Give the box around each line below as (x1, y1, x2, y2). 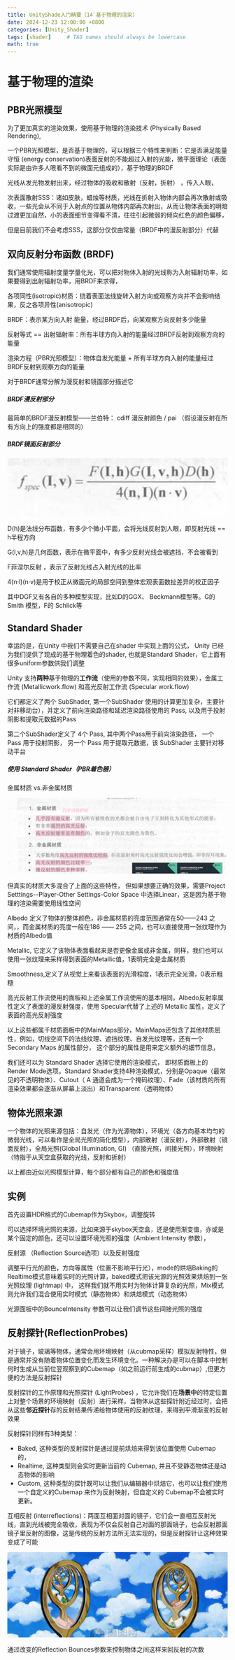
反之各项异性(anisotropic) (19, 300, 93, 308)
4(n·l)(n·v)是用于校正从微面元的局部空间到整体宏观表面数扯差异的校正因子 (7, 578, 220, 586)
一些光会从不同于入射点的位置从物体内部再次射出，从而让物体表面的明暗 (19, 202, 228, 211)
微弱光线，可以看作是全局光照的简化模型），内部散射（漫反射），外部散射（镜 (7, 1135, 228, 1144)
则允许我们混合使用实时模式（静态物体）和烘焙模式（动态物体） (7, 1289, 191, 1298)
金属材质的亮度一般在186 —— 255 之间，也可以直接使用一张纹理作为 (28, 923, 227, 931)
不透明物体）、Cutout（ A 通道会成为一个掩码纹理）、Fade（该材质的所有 (19, 1076, 227, 1084)
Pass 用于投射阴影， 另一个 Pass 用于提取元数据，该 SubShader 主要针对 (7, 739, 218, 747)
